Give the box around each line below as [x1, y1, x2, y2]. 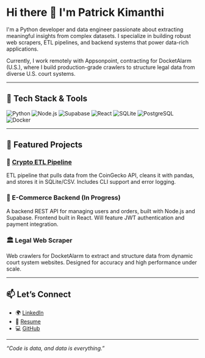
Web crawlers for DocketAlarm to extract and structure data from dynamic [6, 252, 193, 260]
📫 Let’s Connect [6, 290, 71, 300]
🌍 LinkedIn [15, 309, 44, 316]
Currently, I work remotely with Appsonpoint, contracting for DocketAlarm [6, 57, 192, 64]
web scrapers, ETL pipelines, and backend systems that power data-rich [6, 38, 189, 46]
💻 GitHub [15, 324, 40, 332]
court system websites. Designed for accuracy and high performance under [6, 259, 197, 266]
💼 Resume [15, 318, 41, 325]
